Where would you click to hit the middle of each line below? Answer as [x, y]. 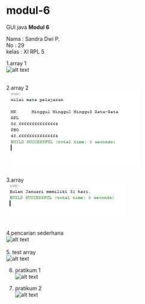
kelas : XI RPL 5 [25, 51]
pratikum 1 [28, 270]
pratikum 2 [28, 288]
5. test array [21, 252]
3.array [15, 180]
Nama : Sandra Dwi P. [33, 39]
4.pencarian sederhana [35, 233]
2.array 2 [17, 87]
